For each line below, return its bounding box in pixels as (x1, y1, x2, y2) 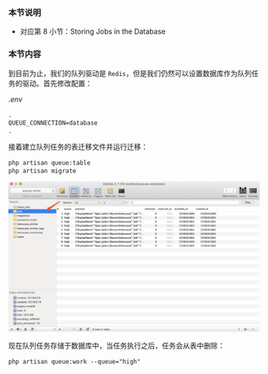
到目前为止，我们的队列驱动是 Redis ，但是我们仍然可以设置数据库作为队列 (8, 68, 252, 78)
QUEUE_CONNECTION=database (8, 118, 98, 127)
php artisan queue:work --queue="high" (8, 358, 141, 366)
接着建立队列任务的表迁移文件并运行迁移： (8, 141, 148, 151)
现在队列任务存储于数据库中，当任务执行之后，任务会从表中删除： (8, 341, 225, 351)
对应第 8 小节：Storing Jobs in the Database (19, 26, 166, 37)
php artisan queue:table (8, 158, 91, 167)
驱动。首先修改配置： (22, 78, 93, 88)
